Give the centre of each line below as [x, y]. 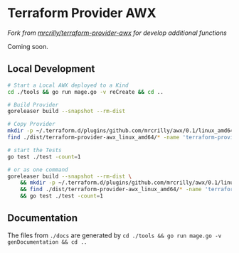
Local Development [51, 69]
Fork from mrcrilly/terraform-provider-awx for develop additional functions [117, 33]
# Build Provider [33, 104]
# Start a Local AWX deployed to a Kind [68, 85]
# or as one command [38, 169]
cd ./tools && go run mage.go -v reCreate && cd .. [85, 92]
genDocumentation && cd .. [47, 242]
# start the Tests [34, 150]
